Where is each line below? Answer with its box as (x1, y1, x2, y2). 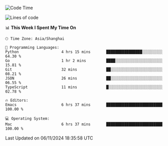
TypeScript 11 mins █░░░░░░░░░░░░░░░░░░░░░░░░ (5, 85, 163, 90)
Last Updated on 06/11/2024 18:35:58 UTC (5, 135, 94, 141)
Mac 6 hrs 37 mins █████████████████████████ (5, 122, 163, 127)
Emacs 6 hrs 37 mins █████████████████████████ (5, 102, 163, 107)
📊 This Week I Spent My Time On (5, 25, 76, 30)
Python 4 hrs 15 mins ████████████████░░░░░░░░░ (5, 49, 163, 54)
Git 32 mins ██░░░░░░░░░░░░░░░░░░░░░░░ (5, 67, 163, 72)
